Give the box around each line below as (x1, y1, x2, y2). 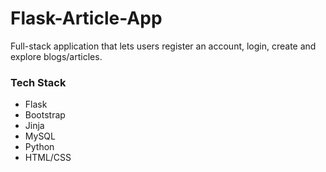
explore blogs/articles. (10, 50, 103, 62)
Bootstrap (24, 109, 66, 121)
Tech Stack (10, 75, 67, 89)
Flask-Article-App (10, 7, 163, 30)
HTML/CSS (24, 152, 72, 164)
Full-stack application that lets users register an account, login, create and (10, 40, 317, 52)
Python (24, 141, 55, 153)
